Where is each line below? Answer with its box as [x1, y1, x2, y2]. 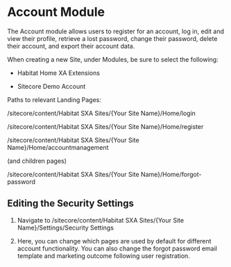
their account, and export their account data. [7, 42, 135, 50]
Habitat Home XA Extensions [17, 69, 101, 77]
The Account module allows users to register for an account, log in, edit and [7, 27, 224, 35]
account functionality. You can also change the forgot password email [17, 244, 217, 252]
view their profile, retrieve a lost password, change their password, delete [7, 34, 218, 42]
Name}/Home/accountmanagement [7, 143, 109, 151]
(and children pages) [7, 157, 67, 165]
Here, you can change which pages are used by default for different [17, 236, 212, 245]
